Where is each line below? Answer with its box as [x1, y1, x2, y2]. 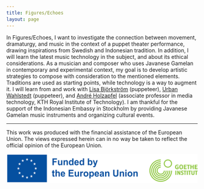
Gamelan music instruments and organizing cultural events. [6, 111, 155, 119]
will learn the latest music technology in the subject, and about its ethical [6, 53, 188, 60]
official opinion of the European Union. [6, 142, 103, 149]
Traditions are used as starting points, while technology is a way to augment [6, 79, 197, 86]
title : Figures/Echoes [6, 10, 64, 16]
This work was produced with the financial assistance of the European [6, 128, 182, 136]
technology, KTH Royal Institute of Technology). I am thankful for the [6, 98, 178, 106]
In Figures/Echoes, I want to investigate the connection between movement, [6, 33, 197, 41]
